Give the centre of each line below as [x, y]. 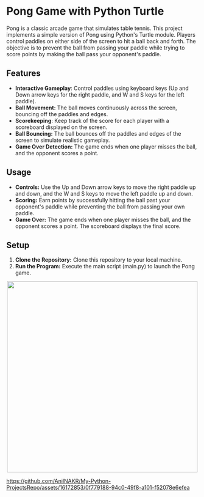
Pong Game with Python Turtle [85, 11]
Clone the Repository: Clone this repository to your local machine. [99, 260]
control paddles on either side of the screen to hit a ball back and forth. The [101, 41]
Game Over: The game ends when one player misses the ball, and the [103, 219]
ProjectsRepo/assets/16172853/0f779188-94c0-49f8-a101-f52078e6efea [98, 488]
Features [23, 74]
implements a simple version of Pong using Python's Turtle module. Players [101, 34]
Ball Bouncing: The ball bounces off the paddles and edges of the [98, 133]
